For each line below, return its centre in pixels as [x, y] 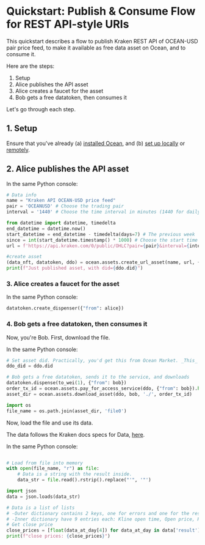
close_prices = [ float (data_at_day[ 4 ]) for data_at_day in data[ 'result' [102, 530]
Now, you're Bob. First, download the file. [58, 337]
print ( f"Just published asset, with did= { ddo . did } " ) [75, 268]
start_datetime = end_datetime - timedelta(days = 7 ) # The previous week [101, 234]
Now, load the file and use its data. [50, 423]
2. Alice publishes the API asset [68, 169]
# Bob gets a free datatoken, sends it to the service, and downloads [98, 377]
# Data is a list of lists [41, 508]
